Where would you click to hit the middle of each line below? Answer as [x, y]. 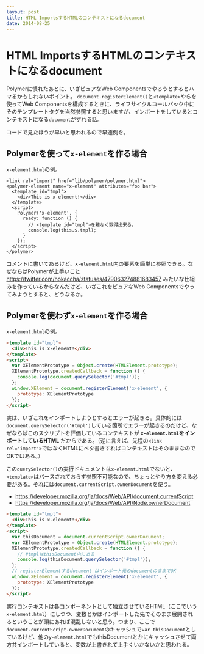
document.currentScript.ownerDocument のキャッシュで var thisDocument [96, 629]
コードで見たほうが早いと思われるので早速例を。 [68, 133]
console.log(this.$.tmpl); [62, 230]
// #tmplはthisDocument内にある [56, 554]
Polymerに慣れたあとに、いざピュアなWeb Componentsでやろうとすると [98, 89]
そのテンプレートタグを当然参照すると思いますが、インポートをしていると [100, 112]
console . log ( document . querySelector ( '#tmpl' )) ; [79, 377]
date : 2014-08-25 [28, 23]
